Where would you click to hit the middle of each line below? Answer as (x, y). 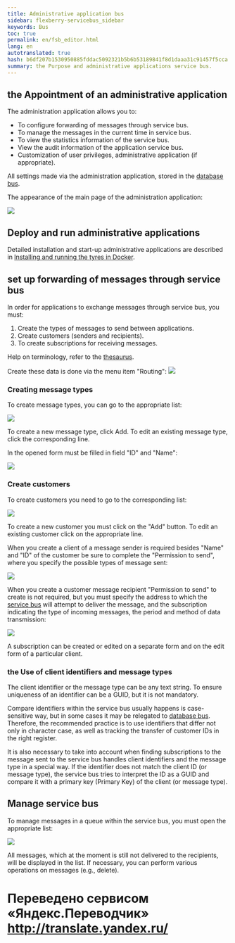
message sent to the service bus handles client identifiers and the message (117, 759)
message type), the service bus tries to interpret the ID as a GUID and (108, 774)
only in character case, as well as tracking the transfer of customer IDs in (113, 730)
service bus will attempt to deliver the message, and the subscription (107, 604)
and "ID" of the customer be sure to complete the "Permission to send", (111, 555)
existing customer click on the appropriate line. (75, 534)
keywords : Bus (28, 27)
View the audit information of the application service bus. (101, 148)
